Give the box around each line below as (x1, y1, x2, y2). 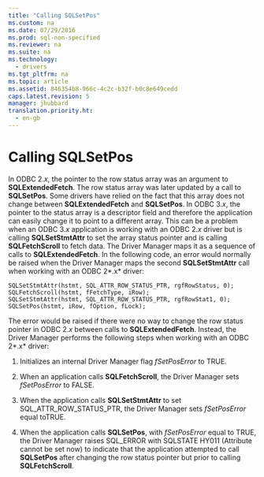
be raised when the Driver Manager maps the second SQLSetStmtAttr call (8, 258, 250, 267)
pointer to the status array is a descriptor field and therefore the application (8, 207, 253, 217)
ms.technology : (8, 56, 58, 64)
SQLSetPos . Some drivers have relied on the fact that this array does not (8, 191, 245, 200)
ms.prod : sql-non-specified (8, 33, 101, 42)
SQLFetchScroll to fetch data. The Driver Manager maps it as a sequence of (8, 241, 256, 251)
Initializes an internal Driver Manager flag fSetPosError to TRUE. (19, 356, 227, 366)
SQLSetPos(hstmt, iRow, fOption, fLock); (8, 302, 147, 310)
